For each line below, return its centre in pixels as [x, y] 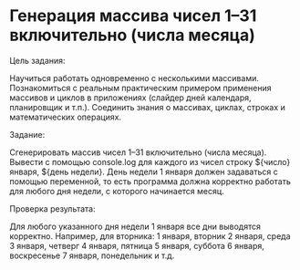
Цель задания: [37, 60]
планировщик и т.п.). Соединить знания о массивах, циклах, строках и [147, 107]
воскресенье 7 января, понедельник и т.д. [92, 255]
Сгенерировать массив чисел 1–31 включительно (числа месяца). [138, 152]
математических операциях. [65, 117]
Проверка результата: [52, 208]
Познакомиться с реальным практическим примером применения [140, 88]
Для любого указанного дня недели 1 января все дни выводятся [135, 226]
